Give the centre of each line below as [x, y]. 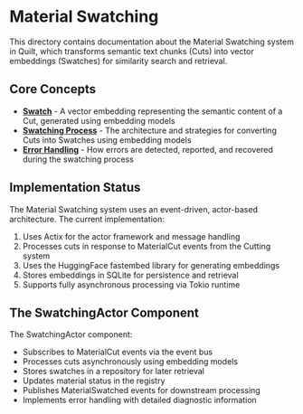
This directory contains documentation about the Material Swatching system [151, 42]
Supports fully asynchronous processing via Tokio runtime [131, 284]
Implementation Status [75, 188]
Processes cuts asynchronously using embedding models [130, 362]
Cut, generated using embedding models [99, 120]
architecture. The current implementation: [87, 219]
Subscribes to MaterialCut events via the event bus [118, 352]
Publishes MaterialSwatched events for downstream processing [141, 390]
